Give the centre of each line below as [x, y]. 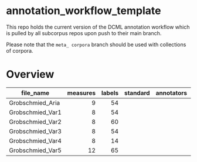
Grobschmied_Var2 [35, 122]
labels [110, 93]
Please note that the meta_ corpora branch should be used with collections [96, 44]
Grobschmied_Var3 [35, 131]
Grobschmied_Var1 [35, 112]
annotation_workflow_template [84, 11]
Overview [30, 75]
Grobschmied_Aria [35, 102]
